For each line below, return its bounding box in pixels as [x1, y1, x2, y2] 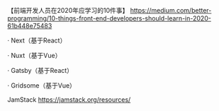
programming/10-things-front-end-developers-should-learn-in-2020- [7, 14, 211, 23]
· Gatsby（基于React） [7, 66, 73, 74]
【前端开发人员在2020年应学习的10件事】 [7, 6, 129, 14]
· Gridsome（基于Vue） [7, 81, 77, 90]
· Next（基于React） [7, 36, 67, 45]
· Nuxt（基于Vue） [7, 52, 62, 59]
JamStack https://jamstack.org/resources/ [7, 95, 131, 104]
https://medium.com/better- [130, 6, 212, 14]
